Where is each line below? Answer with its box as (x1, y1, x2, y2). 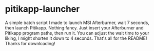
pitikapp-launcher (5, 3, 80, 15)
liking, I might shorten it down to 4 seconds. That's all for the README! (5, 35, 147, 41)
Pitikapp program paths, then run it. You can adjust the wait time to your (5, 30, 150, 36)
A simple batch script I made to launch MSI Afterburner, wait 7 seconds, (5, 20, 150, 25)
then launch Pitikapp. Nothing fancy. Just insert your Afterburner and (5, 25, 144, 30)
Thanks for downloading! (5, 40, 55, 46)
